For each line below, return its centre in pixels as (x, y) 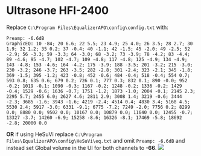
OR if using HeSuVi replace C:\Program (54, 134)
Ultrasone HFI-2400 (58, 11)
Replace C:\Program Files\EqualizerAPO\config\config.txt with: (88, 27)
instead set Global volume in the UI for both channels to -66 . (81, 148)
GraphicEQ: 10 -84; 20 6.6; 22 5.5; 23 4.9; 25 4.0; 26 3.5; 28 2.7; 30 (100, 44)
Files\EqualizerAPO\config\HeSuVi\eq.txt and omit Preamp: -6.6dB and (96, 140)
